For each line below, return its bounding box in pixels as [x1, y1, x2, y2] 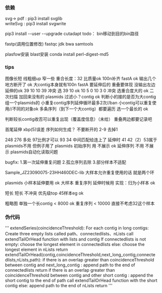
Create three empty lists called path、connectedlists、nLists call [5, 230, 134, 236]
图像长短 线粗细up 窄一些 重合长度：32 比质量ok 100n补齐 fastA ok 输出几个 [5, 75, 156, 81]
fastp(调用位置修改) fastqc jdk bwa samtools [5, 41, 93, 47]
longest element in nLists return [5, 246, 68, 252]
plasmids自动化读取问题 [10, 149, 58, 155]
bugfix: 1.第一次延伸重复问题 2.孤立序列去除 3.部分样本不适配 [5, 159, 127, 165]
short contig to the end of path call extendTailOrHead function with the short [5, 277, 158, 283]
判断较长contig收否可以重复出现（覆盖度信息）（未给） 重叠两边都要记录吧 [5, 116, 152, 122]
